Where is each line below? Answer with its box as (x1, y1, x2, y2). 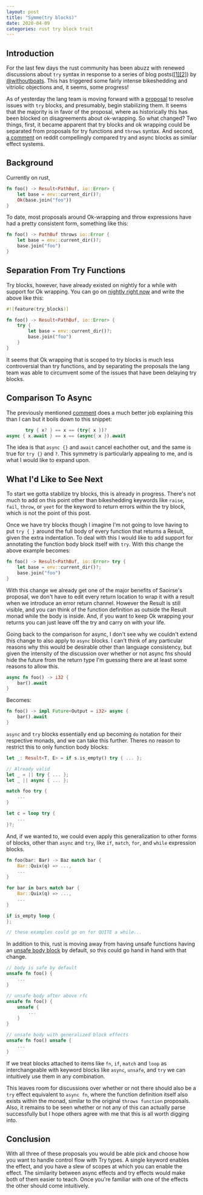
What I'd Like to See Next (6, 474, 103, 485)
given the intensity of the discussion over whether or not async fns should (6, 649, 192, 657)
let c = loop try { (6, 810, 56, 816)
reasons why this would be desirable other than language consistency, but (6, 643, 192, 650)
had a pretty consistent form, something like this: (6, 220, 128, 227)
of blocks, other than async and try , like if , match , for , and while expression (6, 839, 196, 846)
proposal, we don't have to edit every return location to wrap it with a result (6, 593, 195, 600)
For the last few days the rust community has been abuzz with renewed (6, 64, 185, 71)
